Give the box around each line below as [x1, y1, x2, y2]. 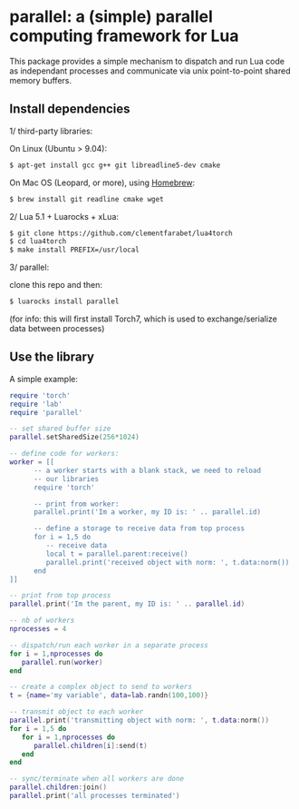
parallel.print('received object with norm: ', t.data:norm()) [45, 557, 290, 567]
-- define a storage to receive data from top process [33, 524, 246, 533]
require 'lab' [9, 400, 63, 409]
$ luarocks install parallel [9, 297, 120, 306]
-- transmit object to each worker [9, 707, 144, 716]
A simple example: [9, 373, 79, 384]
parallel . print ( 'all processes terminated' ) [9, 792, 180, 801]
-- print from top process [9, 591, 111, 600]
